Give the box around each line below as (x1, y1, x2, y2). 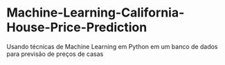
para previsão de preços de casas (6, 50, 104, 58)
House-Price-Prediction (6, 19, 147, 35)
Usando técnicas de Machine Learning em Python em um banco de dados (6, 42, 218, 50)
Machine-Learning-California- (6, 5, 185, 21)
